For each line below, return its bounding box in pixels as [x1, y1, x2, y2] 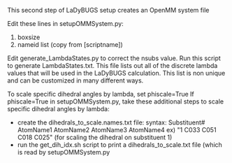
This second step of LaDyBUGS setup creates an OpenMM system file [7, 6, 210, 14]
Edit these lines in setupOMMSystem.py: [7, 20, 124, 27]
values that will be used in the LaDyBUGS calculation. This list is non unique [7, 69, 226, 77]
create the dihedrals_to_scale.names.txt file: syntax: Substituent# [17, 118, 205, 127]
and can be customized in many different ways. [7, 76, 144, 85]
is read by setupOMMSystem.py [17, 148, 110, 156]
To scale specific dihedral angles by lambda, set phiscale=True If [7, 90, 194, 98]
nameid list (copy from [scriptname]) [17, 41, 124, 48]
